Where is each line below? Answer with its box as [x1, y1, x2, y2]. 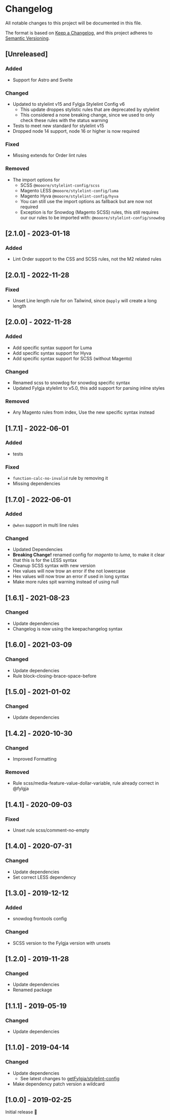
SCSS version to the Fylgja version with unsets [12, 940, 110, 946]
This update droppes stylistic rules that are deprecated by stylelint [20, 106, 160, 112]
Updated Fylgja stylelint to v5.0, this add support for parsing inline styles [12, 385, 165, 391]
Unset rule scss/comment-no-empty [12, 827, 90, 833]
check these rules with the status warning [20, 117, 108, 123]
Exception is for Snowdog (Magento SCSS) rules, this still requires [20, 209, 159, 215]
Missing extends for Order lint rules [12, 152, 87, 158]
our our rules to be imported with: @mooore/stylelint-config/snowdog [20, 214, 165, 220]
